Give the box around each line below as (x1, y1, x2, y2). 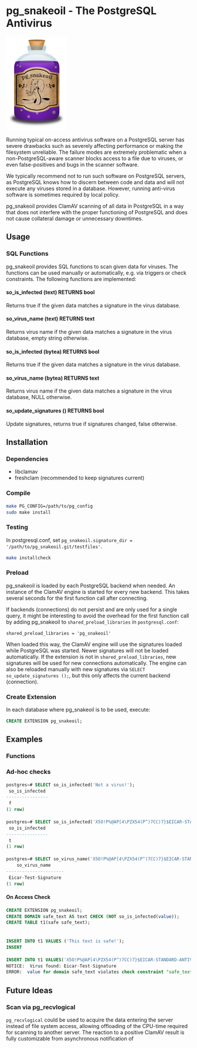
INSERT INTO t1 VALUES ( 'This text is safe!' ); (6, 938, 125, 944)
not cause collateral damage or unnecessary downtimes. (6, 215, 144, 222)
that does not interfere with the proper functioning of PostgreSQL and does (6, 208, 188, 215)
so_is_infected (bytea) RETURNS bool (6, 348, 100, 355)
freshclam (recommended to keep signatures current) (14, 474, 145, 482)
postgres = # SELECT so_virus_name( (6, 856, 91, 862)
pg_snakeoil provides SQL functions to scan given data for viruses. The (6, 263, 178, 270)
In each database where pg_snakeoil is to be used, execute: (6, 706, 151, 714)
